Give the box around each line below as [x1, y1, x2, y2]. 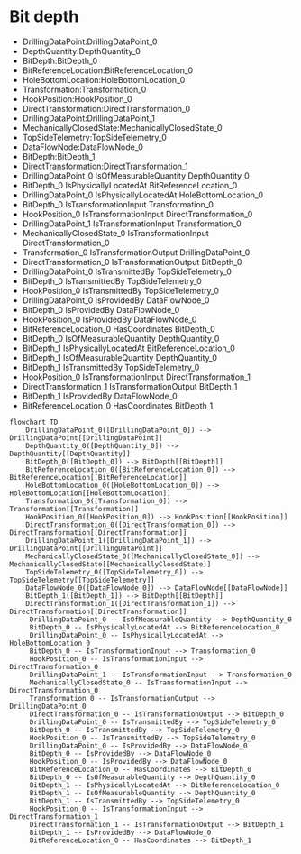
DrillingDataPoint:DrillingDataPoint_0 [22, 36, 158, 47]
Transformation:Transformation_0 [22, 84, 147, 95]
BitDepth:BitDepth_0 [22, 55, 98, 66]
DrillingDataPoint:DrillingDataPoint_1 [22, 113, 156, 124]
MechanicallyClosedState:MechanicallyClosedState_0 [22, 122, 223, 133]
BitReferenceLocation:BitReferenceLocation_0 [22, 65, 194, 76]
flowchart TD [9, 418, 59, 427]
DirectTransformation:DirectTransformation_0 [22, 103, 191, 114]
